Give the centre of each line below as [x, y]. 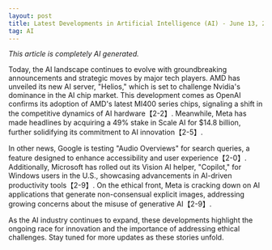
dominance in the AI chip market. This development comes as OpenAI [125, 95]
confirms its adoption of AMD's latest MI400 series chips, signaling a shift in [136, 104]
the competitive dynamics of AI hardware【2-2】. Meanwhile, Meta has [127, 113]
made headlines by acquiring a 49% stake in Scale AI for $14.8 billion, [125, 123]
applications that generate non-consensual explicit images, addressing [127, 194]
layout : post [30, 16]
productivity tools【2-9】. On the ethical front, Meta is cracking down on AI [134, 185]
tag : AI [21, 31]
